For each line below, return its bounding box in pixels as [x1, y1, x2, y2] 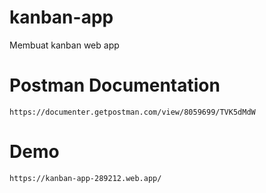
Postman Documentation [9, 74, 221, 97]
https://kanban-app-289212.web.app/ [9, 173, 162, 183]
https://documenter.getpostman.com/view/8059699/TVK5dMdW [9, 107, 256, 117]
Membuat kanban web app [9, 39, 120, 51]
